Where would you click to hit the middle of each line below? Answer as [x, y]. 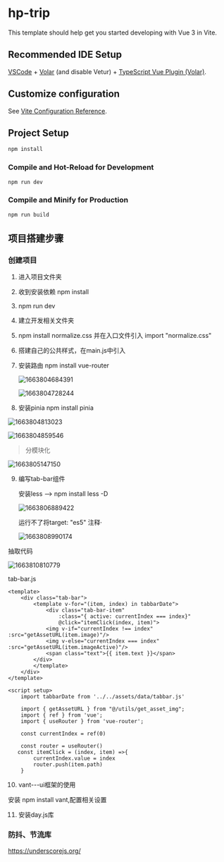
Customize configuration [64, 94]
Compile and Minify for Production [68, 200]
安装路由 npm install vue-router [64, 365]
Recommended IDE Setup [65, 55]
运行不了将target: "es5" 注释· [60, 523]
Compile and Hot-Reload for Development [81, 167]
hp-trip [29, 13]
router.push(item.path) [68, 765]
